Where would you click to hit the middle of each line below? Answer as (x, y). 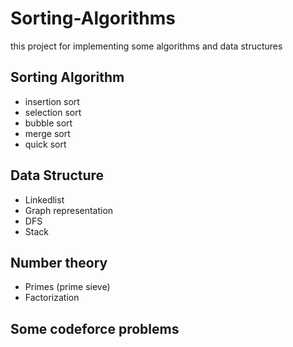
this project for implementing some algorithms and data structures (146, 46)
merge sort (47, 133)
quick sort (45, 144)
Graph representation (69, 210)
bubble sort (48, 123)
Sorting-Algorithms (93, 18)
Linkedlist (44, 199)
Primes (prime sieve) (67, 287)
